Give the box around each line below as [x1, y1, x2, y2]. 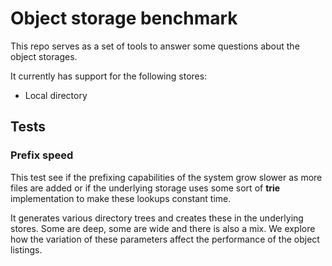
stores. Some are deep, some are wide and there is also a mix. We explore [10, 222, 316, 234]
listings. [10, 243, 43, 256]
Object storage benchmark [10, 7, 238, 30]
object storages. [10, 50, 78, 62]
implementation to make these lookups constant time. [10, 192, 232, 204]
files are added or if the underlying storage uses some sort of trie [10, 182, 281, 194]
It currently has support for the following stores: [10, 70, 208, 82]
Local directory [24, 89, 88, 101]
